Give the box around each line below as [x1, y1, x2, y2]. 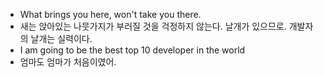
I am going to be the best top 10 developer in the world [19, 44, 246, 56]
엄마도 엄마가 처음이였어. [19, 56, 117, 68]
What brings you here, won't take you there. [19, 9, 202, 20]
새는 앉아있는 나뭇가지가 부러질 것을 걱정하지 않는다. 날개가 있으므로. [19, 20, 287, 32]
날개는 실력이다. [30, 33, 93, 44]
